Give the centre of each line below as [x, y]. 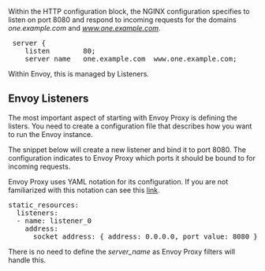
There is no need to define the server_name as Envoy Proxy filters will [122, 251]
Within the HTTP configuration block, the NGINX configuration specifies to [129, 11]
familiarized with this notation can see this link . [84, 190]
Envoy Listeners [49, 99]
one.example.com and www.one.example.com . [84, 28]
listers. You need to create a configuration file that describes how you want [130, 126]
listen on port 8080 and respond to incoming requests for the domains [122, 20]
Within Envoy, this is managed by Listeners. [79, 74]
